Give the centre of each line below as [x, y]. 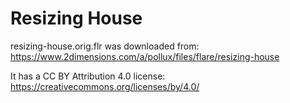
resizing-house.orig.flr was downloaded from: [105, 46]
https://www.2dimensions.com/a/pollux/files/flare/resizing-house [145, 56]
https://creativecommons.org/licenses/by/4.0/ [105, 86]
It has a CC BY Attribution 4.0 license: [88, 76]
